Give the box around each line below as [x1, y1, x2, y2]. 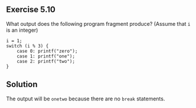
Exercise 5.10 [6, 5, 56, 15]
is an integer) [6, 26, 38, 33]
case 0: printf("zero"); [17, 48, 78, 54]
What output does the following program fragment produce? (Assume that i [6, 20, 191, 27]
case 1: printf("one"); [17, 53, 76, 59]
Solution [6, 79, 38, 90]
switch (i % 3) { [6, 43, 49, 49]
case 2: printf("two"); [17, 58, 76, 64]
